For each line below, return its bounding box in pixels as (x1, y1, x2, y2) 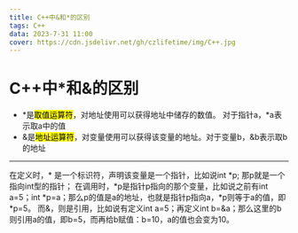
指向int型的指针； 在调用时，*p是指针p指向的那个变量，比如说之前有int (9, 181, 269, 191)
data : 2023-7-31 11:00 (9, 29, 93, 38)
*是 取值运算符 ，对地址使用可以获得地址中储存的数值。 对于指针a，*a (21, 110, 275, 120)
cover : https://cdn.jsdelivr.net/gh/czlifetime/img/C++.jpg (9, 37, 237, 47)
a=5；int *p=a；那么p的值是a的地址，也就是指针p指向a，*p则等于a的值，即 (9, 192, 286, 203)
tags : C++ (9, 21, 46, 30)
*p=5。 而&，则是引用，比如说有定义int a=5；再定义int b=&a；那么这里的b (9, 203, 282, 214)
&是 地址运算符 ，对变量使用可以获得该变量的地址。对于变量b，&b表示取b (21, 132, 288, 143)
